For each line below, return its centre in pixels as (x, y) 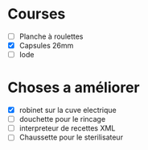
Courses (37, 14)
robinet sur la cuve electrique (68, 110)
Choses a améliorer (74, 87)
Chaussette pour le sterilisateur (71, 137)
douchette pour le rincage (62, 119)
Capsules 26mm (46, 46)
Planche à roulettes (51, 36)
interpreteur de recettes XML (67, 128)
